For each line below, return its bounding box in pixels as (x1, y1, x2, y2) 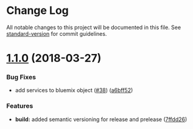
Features (6, 102, 33, 110)
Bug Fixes (6, 73, 37, 82)
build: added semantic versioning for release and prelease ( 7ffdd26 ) (15, 116, 188, 123)
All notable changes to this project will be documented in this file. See (6, 24, 181, 31)
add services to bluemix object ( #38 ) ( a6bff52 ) (15, 87, 133, 94)
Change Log (6, 4, 69, 18)
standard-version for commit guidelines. (6, 30, 107, 37)
